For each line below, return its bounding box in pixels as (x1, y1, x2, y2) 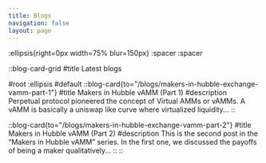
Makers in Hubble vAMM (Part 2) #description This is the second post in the (8, 129, 258, 138)
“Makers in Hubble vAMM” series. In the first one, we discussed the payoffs (8, 137, 257, 147)
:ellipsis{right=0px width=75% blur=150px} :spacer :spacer (8, 49, 203, 58)
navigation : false (8, 19, 69, 27)
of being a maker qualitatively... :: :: (8, 145, 124, 156)
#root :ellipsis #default (8, 79, 82, 89)
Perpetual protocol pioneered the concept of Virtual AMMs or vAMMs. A (8, 97, 246, 106)
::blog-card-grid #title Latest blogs (8, 64, 122, 74)
